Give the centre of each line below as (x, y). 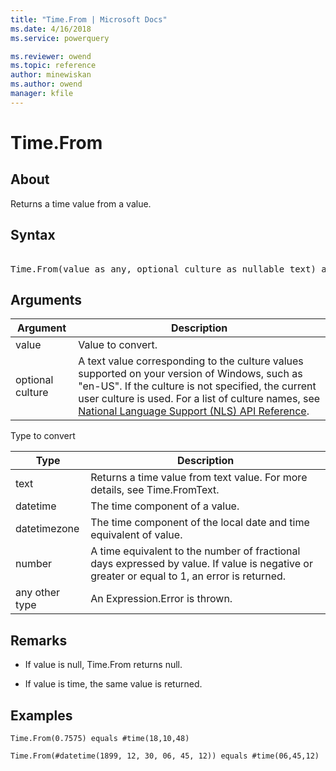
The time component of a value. (165, 506)
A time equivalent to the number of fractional (195, 551)
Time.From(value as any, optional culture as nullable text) (163, 269)
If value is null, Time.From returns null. (103, 665)
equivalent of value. (136, 535)
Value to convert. (118, 345)
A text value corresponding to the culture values (191, 361)
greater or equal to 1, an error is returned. (188, 576)
